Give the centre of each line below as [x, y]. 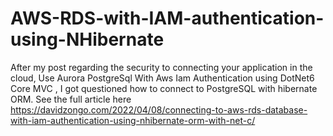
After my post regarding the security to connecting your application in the [161, 67]
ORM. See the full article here [71, 99]
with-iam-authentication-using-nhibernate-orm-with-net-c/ [133, 120]
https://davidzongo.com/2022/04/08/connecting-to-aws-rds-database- [159, 109]
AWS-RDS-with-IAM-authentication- [167, 18]
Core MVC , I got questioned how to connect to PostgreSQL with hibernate [164, 88]
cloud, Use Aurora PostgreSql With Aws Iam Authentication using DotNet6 [162, 78]
